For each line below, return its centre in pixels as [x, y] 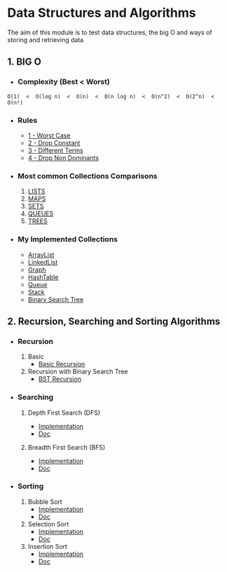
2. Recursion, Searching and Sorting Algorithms [114, 321]
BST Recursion [60, 379]
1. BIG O [25, 62]
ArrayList [41, 255]
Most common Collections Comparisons [87, 175]
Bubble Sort [45, 501]
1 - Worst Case [49, 135]
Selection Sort [48, 524]
